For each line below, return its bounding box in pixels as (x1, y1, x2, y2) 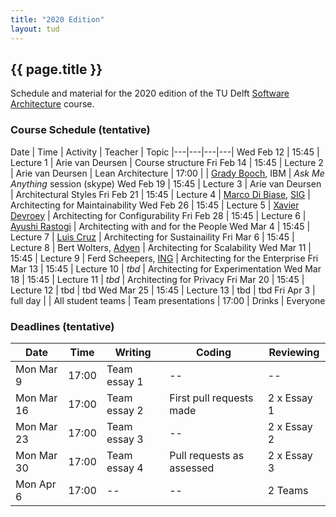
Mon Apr (15, 477, 57, 491)
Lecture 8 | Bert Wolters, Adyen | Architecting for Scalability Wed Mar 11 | (10, 241, 312, 253)
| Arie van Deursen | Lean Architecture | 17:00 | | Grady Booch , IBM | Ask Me (10, 167, 325, 179)
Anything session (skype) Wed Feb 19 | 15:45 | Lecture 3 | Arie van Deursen (10, 177, 322, 190)
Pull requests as (169, 448, 245, 462)
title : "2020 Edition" (10, 14, 105, 25)
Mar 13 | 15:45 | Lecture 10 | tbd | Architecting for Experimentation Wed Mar (10, 262, 322, 275)
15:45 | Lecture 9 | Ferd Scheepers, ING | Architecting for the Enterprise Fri (10, 252, 319, 264)
